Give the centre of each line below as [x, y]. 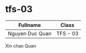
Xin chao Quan [21, 45]
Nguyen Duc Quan [30, 33]
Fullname [30, 25]
